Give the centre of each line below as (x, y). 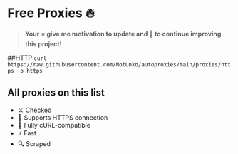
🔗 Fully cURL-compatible (54, 125)
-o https (30, 71)
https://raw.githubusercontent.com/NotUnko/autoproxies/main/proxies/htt (119, 65)
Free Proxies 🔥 (51, 13)
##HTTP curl (27, 58)
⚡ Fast (27, 133)
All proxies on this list (56, 93)
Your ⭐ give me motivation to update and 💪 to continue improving (123, 34)
